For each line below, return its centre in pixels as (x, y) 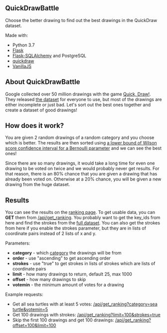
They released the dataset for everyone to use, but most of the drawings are (83, 99)
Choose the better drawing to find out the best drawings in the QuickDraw (81, 20)
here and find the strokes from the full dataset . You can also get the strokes (83, 223)
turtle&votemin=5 (30, 309)
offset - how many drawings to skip (49, 279)
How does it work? (35, 126)
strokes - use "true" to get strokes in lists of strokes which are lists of (84, 263)
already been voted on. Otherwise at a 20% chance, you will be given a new (83, 179)
